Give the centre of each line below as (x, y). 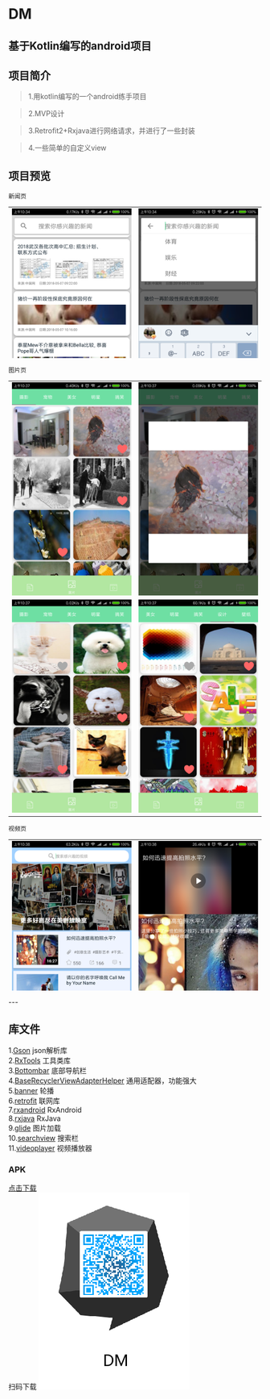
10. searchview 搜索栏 (43, 1138)
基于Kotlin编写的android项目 (80, 46)
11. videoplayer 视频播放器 (50, 1148)
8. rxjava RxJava (35, 1118)
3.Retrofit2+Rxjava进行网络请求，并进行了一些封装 (111, 131)
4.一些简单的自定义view (67, 148)
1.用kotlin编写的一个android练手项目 (87, 97)
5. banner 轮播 (31, 1090)
